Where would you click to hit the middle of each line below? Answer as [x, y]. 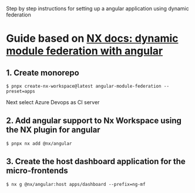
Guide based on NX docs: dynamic [92, 39]
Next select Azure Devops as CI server [53, 102]
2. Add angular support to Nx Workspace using [94, 121]
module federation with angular [85, 51]
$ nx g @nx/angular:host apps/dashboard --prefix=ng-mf [76, 184]
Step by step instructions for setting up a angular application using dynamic [97, 9]
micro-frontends [37, 171]
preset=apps [21, 91]
